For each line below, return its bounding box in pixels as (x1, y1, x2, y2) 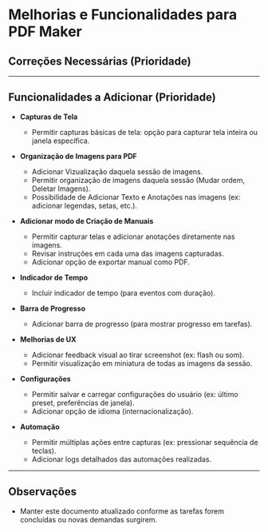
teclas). (31, 446, 57, 455)
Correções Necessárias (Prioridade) (8, 54, 191, 68)
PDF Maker (8, 22, 82, 41)
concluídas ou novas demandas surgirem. (19, 514, 158, 524)
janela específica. (31, 136, 90, 145)
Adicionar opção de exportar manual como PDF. (31, 257, 190, 267)
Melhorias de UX (19, 334, 77, 344)
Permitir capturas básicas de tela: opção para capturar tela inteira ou (31, 127, 258, 137)
